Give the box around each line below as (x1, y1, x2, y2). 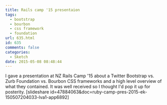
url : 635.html (5, 36, 35, 41)
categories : (5, 49, 30, 55)
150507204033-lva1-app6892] (5, 94, 69, 100)
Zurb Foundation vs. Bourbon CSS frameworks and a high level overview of (5, 78, 162, 84)
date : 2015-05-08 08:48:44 (5, 59, 62, 64)
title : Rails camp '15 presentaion (5, 7, 80, 13)
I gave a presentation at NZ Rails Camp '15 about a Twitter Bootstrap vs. (5, 73, 154, 79)
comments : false (5, 45, 39, 50)
